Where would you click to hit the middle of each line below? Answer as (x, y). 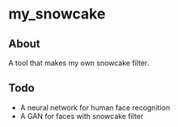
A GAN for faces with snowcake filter (82, 116)
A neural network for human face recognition (95, 107)
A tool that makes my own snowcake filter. (79, 63)
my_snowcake (57, 14)
